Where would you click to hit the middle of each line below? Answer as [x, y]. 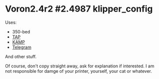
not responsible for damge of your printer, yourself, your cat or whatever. [79, 71]
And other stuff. [21, 56]
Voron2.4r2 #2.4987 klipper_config [79, 9]
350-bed [21, 32]
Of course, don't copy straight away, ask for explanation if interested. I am [80, 66]
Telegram [22, 47]
